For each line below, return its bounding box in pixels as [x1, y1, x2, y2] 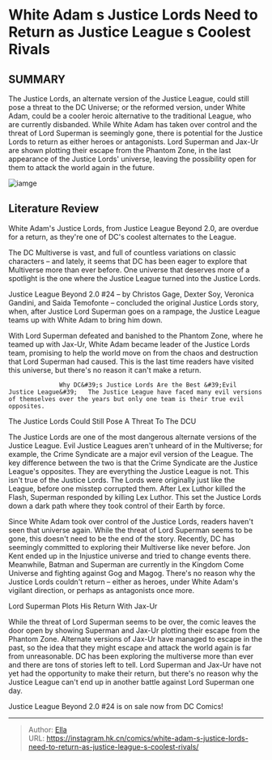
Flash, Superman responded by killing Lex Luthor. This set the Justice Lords [8, 492, 261, 502]
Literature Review [8, 202, 100, 216]
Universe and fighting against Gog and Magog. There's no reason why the [8, 568, 256, 578]
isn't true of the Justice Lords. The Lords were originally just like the [8, 475, 236, 485]
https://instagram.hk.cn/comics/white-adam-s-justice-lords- [46, 733, 249, 743]
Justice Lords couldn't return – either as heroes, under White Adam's [8, 577, 239, 587]
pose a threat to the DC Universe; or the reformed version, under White [8, 103, 246, 112]
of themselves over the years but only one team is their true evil [8, 395, 244, 403]
